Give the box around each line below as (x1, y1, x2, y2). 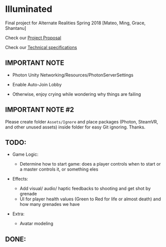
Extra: (12, 211, 25, 217)
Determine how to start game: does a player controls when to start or (19, 161, 161, 167)
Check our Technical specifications (5, 44, 77, 50)
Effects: (12, 176, 28, 182)
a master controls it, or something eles (19, 166, 99, 172)
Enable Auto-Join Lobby (12, 81, 62, 87)
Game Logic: (12, 151, 39, 157)
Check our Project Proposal (5, 35, 61, 41)
